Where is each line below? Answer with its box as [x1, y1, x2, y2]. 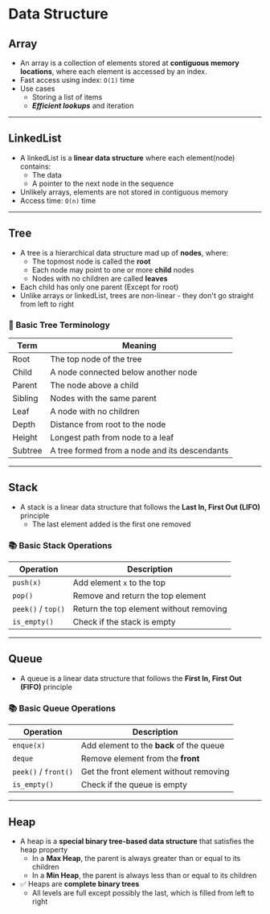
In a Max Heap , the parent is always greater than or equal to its [31, 853, 241, 863]
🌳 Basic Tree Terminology [8, 319, 111, 330]
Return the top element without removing [72, 604, 227, 615]
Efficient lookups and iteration [31, 101, 134, 110]
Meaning [121, 339, 157, 350]
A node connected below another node [50, 367, 198, 378]
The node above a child [50, 379, 139, 391]
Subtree [12, 445, 43, 456]
